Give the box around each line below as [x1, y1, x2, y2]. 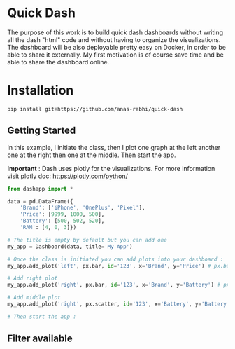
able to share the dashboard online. [7, 57, 110, 66]
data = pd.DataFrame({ [7, 198, 73, 205]
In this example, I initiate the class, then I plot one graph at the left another [7, 143, 221, 151]
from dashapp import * [7, 185, 73, 192]
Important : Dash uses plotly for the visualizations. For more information [7, 164, 215, 172]
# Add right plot [7, 275, 58, 282]
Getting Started [7, 125, 76, 137]
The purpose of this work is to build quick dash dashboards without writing [7, 28, 224, 36]
